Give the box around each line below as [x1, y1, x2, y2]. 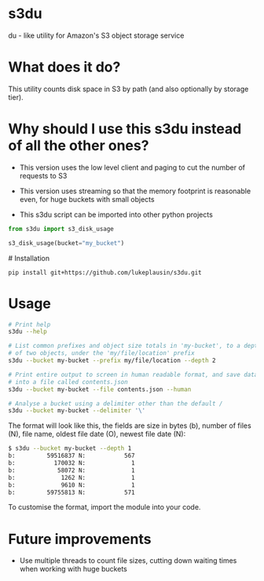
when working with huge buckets [19, 565, 127, 574]
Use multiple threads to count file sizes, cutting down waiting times [19, 556, 237, 565]
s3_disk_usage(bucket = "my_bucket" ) [8, 239, 125, 247]
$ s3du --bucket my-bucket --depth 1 [8, 444, 132, 452]
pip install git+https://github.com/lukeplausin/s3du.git [8, 269, 202, 276]
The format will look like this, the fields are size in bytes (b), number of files [8, 421, 251, 430]
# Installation [8, 253, 50, 263]
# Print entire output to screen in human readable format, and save [8, 371, 241, 378]
